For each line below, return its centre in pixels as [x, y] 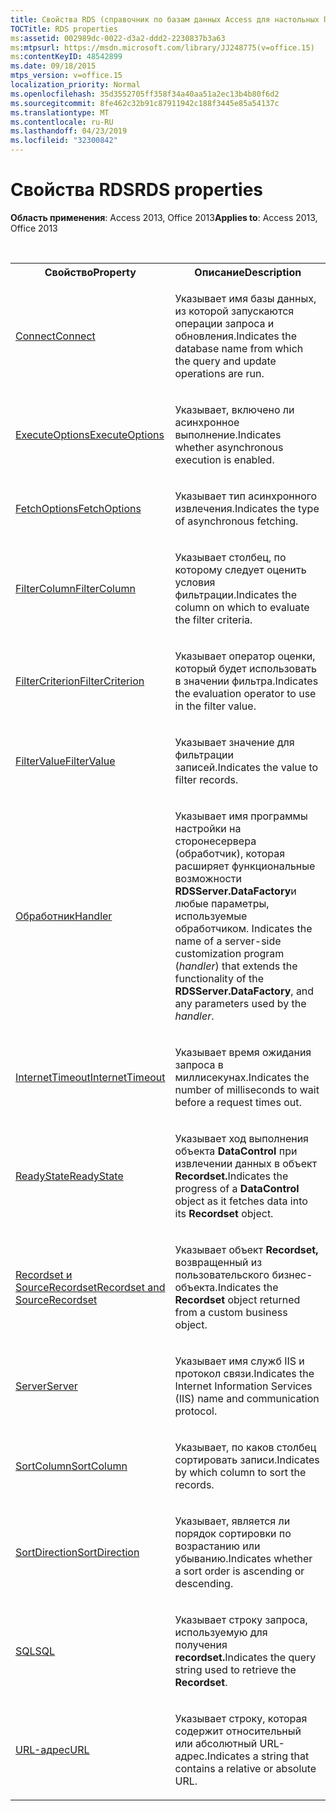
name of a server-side [228, 941]
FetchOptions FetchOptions [78, 508]
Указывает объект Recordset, [246, 1249]
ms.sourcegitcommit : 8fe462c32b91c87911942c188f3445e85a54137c [145, 103]
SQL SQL [35, 1651]
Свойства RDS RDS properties [137, 190]
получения [201, 1644]
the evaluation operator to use [245, 693]
